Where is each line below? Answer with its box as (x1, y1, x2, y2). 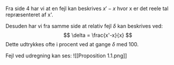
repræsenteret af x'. (5, 11, 53, 18)
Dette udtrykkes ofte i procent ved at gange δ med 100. (5, 41, 139, 47)
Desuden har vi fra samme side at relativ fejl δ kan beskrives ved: (5, 23, 163, 29)
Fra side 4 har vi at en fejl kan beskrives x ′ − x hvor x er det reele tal (5, 5, 169, 12)
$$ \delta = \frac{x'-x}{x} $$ (63, 32, 132, 39)
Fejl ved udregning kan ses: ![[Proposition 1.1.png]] (5, 52, 127, 59)
